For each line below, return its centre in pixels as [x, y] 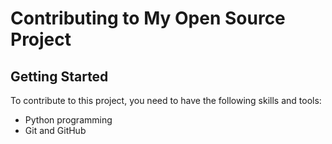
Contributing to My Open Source [148, 18]
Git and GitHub [55, 130]
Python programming [68, 120]
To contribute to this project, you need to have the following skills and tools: [166, 100]
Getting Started [59, 76]
